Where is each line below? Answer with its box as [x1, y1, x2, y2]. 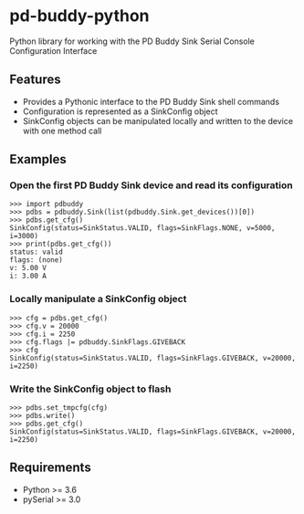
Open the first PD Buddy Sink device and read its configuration [9, 179, 294, 192]
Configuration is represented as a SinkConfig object [22, 106, 218, 117]
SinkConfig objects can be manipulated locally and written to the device [22, 115, 294, 126]
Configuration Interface [9, 45, 98, 56]
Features [9, 72, 61, 88]
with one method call [22, 125, 102, 136]
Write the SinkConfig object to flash [9, 383, 172, 395]
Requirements [9, 460, 91, 476]
